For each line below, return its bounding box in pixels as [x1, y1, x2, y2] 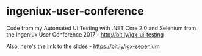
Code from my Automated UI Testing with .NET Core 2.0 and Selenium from [6, 24, 197, 32]
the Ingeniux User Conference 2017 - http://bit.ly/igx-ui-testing [6, 30, 164, 38]
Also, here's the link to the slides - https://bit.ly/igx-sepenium [6, 43, 160, 50]
